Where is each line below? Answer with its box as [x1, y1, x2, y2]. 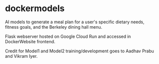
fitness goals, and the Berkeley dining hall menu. [5, 24, 103, 30]
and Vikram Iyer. [5, 53, 38, 59]
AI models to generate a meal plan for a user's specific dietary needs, [5, 19, 145, 25]
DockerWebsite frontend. [5, 38, 55, 44]
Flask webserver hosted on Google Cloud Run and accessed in [5, 33, 131, 39]
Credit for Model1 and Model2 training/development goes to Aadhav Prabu [5, 48, 154, 54]
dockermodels [5, 3, 65, 14]
